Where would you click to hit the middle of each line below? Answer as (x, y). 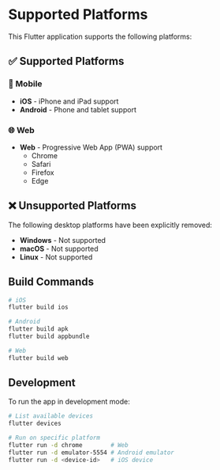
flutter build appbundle (49, 337)
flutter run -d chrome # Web (68, 445)
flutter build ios (38, 307)
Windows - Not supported (63, 240)
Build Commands (51, 282)
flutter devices (35, 424)
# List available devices (50, 416)
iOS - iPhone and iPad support (69, 101)
